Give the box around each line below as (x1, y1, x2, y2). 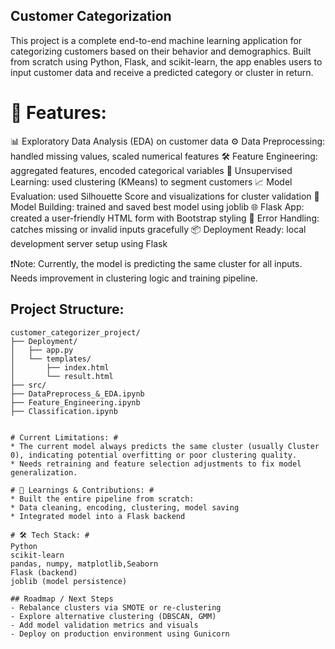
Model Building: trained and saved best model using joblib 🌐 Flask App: (10, 200, 305, 213)
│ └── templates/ (10, 354, 92, 364)
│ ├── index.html (10, 362, 110, 373)
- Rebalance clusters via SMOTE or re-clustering (10, 602, 222, 613)
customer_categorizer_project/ (10, 327, 141, 338)
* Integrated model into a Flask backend (10, 511, 186, 521)
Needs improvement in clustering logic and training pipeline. (10, 272, 258, 284)
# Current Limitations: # (10, 432, 118, 443)
